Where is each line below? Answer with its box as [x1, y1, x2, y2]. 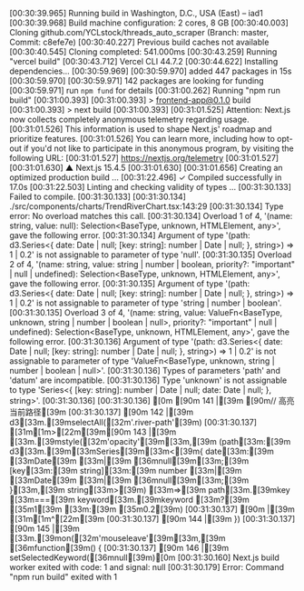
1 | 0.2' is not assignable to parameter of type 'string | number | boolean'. [9, 297, 282, 308]
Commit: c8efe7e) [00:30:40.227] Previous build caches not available [9, 36, 270, 47]
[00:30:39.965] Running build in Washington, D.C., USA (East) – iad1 [9, 8, 263, 18]
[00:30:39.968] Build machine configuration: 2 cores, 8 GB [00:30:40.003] [9, 17, 289, 28]
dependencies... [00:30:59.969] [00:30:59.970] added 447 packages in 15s [9, 65, 292, 76]
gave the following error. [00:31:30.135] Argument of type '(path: [9, 278, 250, 289]
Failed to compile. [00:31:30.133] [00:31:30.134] [9, 191, 186, 202]
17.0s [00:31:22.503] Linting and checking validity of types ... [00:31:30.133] [9, 182, 292, 192]
